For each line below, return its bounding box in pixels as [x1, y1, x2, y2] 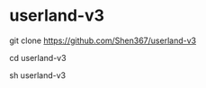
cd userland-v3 [9, 52, 67, 63]
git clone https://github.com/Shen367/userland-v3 [9, 35, 196, 46]
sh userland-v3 [9, 69, 66, 81]
